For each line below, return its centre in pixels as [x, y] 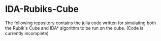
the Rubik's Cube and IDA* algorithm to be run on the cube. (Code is [74, 28]
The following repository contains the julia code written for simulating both [80, 23]
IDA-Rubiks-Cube [42, 9]
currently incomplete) [27, 33]
